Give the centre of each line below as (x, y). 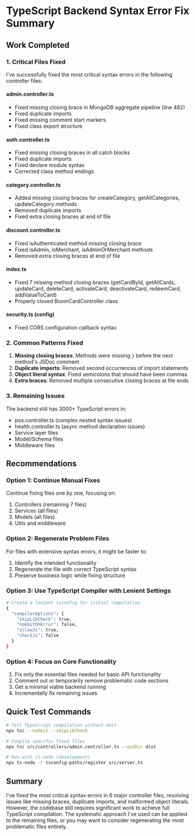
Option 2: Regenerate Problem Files (58, 538)
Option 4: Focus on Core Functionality (61, 661)
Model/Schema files (39, 439)
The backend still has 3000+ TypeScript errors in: (66, 409)
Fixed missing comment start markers (60, 120)
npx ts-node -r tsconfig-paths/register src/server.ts (75, 763)
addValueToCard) (36, 295)
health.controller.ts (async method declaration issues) (80, 426)
